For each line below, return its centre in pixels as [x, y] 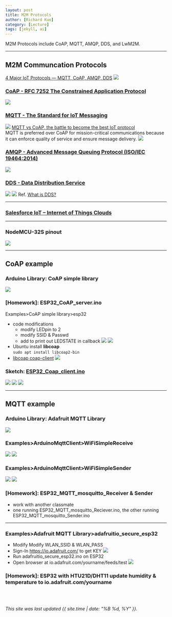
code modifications [33, 324]
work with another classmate [43, 504]
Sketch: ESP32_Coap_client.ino [45, 371]
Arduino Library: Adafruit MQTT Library [56, 419]
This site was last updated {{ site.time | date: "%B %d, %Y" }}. [71, 609]
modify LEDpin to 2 [41, 329]
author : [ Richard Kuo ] [29, 20]
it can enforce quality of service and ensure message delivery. [71, 139]
